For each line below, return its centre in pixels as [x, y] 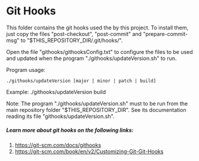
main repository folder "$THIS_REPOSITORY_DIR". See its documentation [96, 110]
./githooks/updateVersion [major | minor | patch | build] [81, 81]
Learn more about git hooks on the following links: [70, 130]
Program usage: [26, 69]
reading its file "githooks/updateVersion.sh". [60, 116]
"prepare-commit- [166, 34]
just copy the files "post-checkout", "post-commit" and [74, 34]
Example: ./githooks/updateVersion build [56, 92]
